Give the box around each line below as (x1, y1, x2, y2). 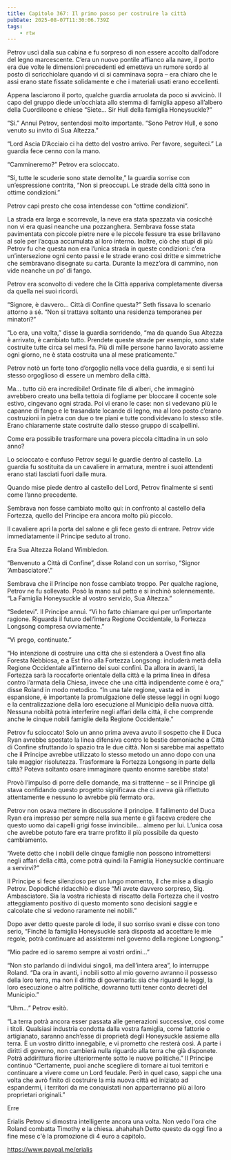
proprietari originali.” (7, 1091, 66, 1099)
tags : (7, 23, 23, 30)
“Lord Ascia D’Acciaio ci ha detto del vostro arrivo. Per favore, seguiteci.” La (7, 139, 223, 148)
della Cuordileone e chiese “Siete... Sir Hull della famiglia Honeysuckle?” (7, 106, 212, 114)
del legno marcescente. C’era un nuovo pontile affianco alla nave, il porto (7, 56, 215, 64)
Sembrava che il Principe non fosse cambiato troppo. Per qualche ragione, (7, 580, 219, 588)
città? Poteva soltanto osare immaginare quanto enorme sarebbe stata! (7, 765, 209, 774)
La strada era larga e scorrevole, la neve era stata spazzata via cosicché (7, 215, 212, 224)
